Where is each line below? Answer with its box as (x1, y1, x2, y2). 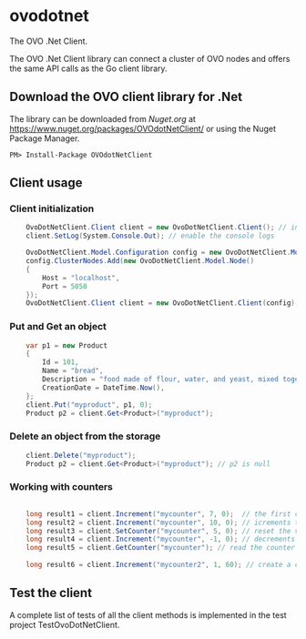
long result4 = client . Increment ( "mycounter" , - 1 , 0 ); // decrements (25, 534, 296, 544)
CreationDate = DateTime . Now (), (42, 383, 166, 392)
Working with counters (9, 481, 114, 493)
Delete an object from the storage (9, 430, 161, 442)
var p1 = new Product (25, 340, 107, 350)
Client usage (9, 175, 83, 191)
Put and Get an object (9, 320, 107, 333)
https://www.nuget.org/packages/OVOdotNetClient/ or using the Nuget (9, 123, 276, 134)
